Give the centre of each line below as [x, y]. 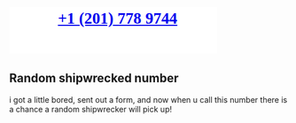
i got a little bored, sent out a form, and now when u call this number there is [148, 99]
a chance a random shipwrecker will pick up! [91, 109]
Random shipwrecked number [94, 78]
